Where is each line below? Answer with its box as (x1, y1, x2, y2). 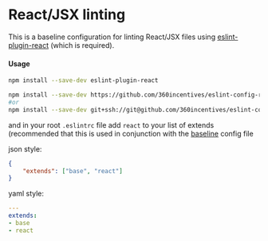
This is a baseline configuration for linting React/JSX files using (8, 32, 216, 41)
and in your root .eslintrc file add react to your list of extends (8, 120, 215, 129)
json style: (8, 144, 42, 153)
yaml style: (8, 189, 45, 199)
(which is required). (50, 40, 115, 49)
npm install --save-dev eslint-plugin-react (8, 77, 159, 85)
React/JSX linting (8, 6, 126, 24)
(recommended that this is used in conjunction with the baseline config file (8, 128, 254, 138)
